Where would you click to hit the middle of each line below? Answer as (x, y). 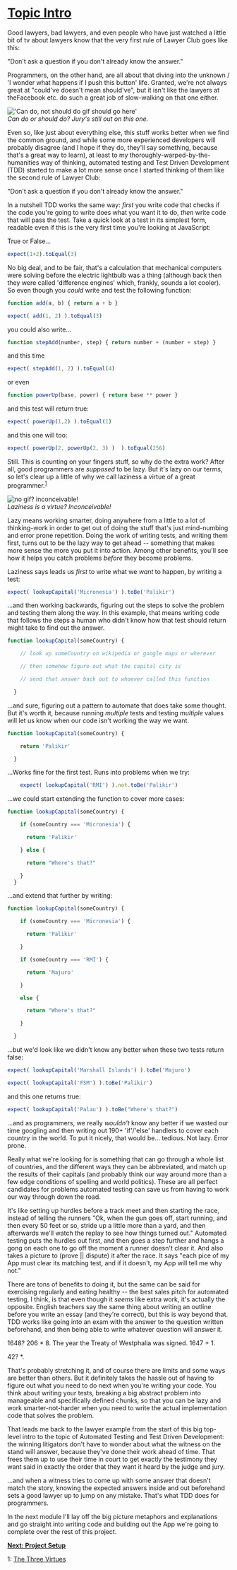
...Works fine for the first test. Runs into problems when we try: (99, 773)
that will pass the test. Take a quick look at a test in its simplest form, (107, 220)
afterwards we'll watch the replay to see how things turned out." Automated (117, 1233)
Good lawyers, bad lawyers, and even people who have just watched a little (117, 33)
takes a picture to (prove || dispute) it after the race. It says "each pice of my (118, 1255)
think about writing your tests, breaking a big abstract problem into (104, 1393)
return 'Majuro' (50, 972)
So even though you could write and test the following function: (99, 290)
